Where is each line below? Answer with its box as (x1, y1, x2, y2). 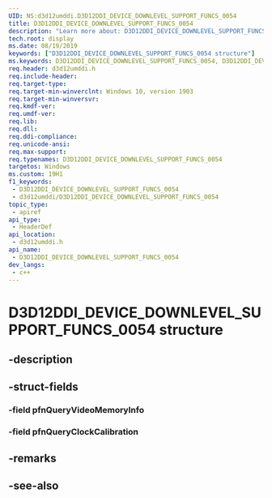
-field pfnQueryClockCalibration (8, 427, 139, 438)
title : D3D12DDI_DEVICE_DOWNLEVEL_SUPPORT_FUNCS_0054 (8, 19, 194, 28)
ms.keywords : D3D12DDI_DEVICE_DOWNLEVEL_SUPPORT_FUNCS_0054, (8, 58, 219, 66)
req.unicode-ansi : (8, 140, 70, 148)
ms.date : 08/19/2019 (8, 42, 79, 50)
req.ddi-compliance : (8, 132, 79, 140)
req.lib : (8, 118, 38, 126)
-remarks (8, 451, 57, 465)
